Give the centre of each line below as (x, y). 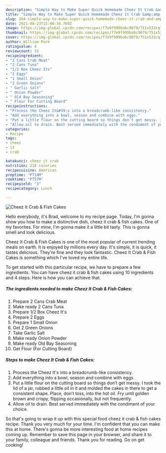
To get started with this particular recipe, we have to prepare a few (73, 267)
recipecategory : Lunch (29, 189)
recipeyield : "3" (23, 184)
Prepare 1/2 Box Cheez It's (40, 312)
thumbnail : (17, 33)
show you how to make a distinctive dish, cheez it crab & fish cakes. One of (82, 222)
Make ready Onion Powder (40, 338)
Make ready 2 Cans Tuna (38, 306)
